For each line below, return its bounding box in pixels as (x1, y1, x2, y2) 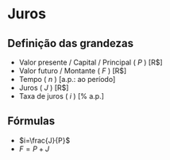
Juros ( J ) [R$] (18, 83, 69, 92)
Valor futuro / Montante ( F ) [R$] (18, 66, 127, 76)
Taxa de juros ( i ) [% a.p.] (18, 92, 105, 100)
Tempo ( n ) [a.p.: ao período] (18, 75, 116, 84)
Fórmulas (7, 115, 56, 128)
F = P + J (18, 144, 49, 154)
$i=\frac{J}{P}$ (18, 135, 71, 145)
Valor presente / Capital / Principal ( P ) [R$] (18, 57, 164, 67)
